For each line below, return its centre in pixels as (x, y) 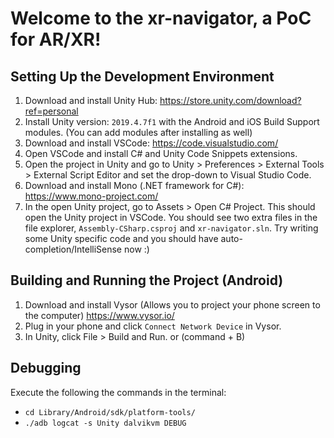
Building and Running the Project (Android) (147, 280)
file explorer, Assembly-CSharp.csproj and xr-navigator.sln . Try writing (171, 228)
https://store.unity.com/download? (230, 100)
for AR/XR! (56, 39)
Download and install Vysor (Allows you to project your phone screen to (172, 304)
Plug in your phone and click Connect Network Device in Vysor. (153, 326)
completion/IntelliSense (73, 249)
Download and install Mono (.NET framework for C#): (134, 185)
